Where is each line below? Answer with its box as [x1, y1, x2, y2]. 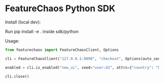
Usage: [5, 38, 20, 44]
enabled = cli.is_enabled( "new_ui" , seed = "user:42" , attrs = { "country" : [5, 65, 154, 70]
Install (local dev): [5, 19, 41, 25]
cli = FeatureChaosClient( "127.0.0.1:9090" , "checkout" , [5, 56, 123, 61]
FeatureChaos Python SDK [5, 3, 116, 14]
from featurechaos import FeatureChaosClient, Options [5, 47, 119, 52]
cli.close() [5, 74, 29, 79]
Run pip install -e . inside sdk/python [5, 28, 79, 34]
